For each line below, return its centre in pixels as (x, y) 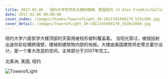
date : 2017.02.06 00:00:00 (33, 14)
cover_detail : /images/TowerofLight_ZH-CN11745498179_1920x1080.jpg (78, 24)
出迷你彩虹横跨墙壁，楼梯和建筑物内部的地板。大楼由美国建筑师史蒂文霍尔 (82, 45)
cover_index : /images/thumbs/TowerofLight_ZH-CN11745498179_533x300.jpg (82, 19)
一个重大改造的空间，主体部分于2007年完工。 (65, 51)
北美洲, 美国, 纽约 (23, 61)
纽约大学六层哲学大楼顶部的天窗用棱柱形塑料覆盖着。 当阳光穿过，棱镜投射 (82, 38)
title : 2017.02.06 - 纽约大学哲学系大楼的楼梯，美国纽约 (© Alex (68, 10)
